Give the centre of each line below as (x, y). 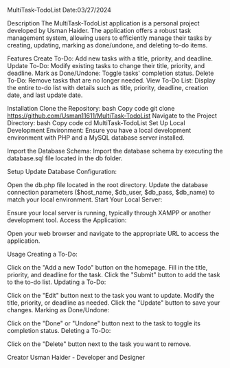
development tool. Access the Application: (67, 220)
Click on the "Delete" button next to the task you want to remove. (99, 344)
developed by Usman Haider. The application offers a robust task (99, 31)
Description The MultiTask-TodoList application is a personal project (103, 23)
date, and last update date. (45, 95)
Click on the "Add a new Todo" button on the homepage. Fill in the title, (107, 267)
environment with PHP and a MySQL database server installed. (96, 138)
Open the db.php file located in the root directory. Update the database (107, 185)
